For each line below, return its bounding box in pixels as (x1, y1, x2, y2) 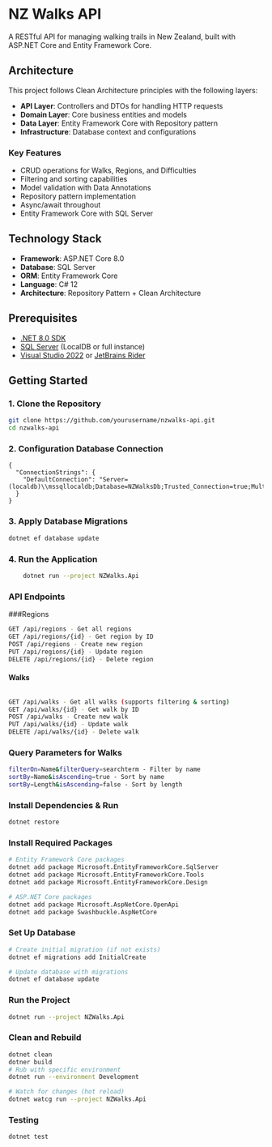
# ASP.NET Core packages (8, 892, 92, 901)
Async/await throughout (19, 200, 101, 210)
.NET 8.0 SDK (19, 333, 66, 343)
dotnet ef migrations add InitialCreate (8, 953, 147, 961)
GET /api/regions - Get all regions (8, 625, 132, 633)
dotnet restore (8, 818, 60, 827)
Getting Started (8, 374, 88, 387)
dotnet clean (8, 1051, 53, 1059)
